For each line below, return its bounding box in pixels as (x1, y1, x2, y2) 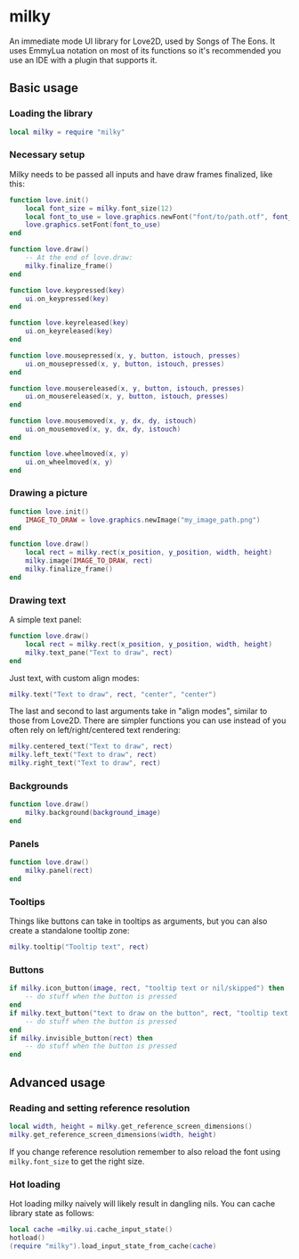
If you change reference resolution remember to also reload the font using (9, 1146, 281, 1156)
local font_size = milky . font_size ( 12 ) (25, 203, 174, 213)
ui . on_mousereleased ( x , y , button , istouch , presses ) (25, 392, 229, 401)
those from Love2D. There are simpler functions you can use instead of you (9, 715, 287, 726)
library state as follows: (9, 1207, 95, 1218)
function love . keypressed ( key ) (9, 285, 125, 295)
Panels (9, 837, 40, 850)
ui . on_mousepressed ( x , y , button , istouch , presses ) (25, 359, 225, 368)
